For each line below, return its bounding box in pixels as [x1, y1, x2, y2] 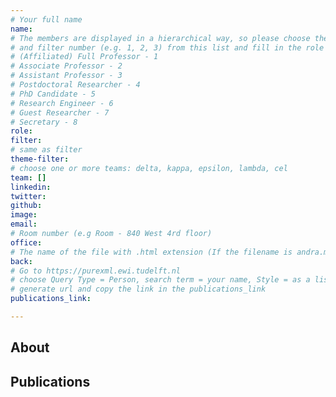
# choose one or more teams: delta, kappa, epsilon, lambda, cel [10, 163, 288, 173]
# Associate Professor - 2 [10, 61, 123, 71]
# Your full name [10, 14, 83, 25]
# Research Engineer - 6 [10, 98, 114, 108]
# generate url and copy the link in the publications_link [10, 284, 267, 295]
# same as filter [10, 145, 83, 155]
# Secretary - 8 [10, 117, 78, 127]
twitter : [10, 191, 47, 201]
